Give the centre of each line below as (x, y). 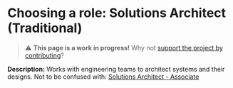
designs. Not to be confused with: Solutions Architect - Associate (103, 77)
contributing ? (44, 55)
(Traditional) (45, 28)
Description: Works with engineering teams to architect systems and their (116, 69)
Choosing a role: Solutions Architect (117, 13)
